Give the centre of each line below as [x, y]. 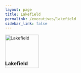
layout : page [19, 10]
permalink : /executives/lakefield [41, 19]
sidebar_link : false [26, 23]
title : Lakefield [23, 14]
